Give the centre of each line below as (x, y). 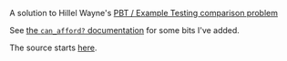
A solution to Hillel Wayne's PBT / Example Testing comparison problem (144, 13)
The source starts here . (53, 48)
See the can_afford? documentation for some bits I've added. (124, 30)
